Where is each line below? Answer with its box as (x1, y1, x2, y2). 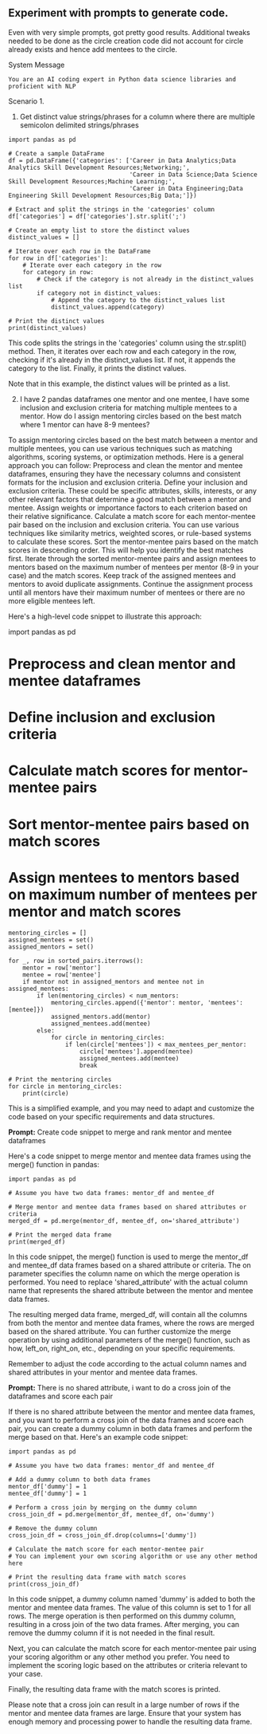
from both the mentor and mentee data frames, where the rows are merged (8, 1318, 255, 1327)
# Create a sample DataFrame (8, 149, 105, 158)
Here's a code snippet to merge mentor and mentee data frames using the (8, 1151, 252, 1161)
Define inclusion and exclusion (8, 709, 216, 726)
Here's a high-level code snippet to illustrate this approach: (8, 611, 203, 621)
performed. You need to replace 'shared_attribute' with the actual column (8, 1277, 249, 1287)
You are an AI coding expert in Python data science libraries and (8, 75, 237, 83)
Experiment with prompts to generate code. (8, 6, 229, 20)
